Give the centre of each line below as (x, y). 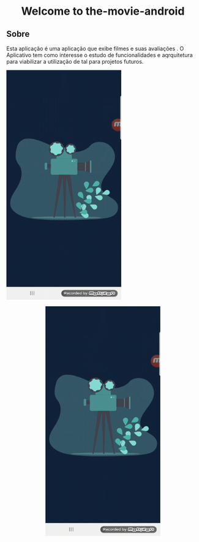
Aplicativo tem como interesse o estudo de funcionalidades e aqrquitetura (99, 55)
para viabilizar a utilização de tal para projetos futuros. (75, 62)
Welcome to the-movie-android (103, 11)
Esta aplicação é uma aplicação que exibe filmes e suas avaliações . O (95, 48)
